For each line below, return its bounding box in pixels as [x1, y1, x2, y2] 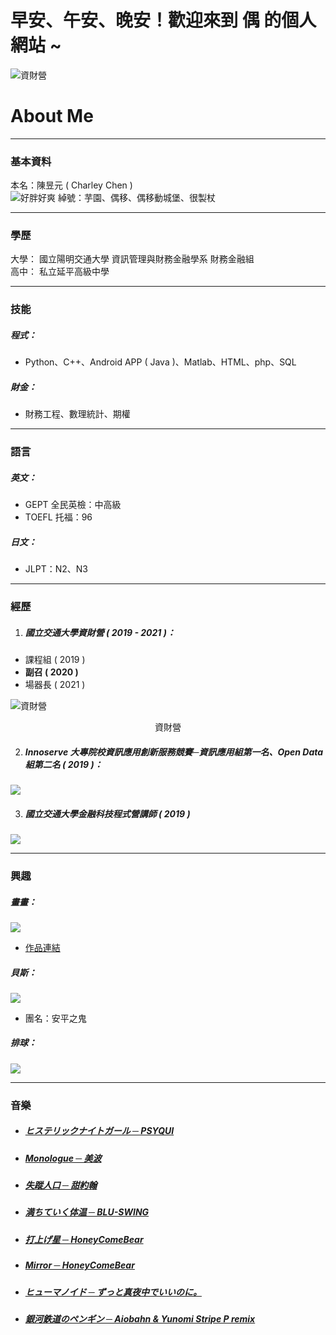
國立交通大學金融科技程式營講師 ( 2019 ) [24, 807, 191, 820]
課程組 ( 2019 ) [24, 654, 86, 666]
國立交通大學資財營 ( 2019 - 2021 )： [24, 626, 176, 638]
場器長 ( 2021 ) [24, 679, 86, 691]
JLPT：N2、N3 [24, 563, 88, 575]
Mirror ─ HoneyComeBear [24, 1259, 135, 1271]
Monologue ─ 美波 [24, 1152, 102, 1164]
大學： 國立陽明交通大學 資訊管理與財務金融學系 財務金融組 [10, 253, 255, 265]
